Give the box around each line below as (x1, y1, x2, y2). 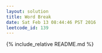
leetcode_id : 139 (6, 24, 49, 31)
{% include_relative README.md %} (6, 41, 94, 48)
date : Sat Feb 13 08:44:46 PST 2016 (6, 19, 96, 25)
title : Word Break (6, 14, 51, 20)
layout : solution (6, 8, 49, 15)
